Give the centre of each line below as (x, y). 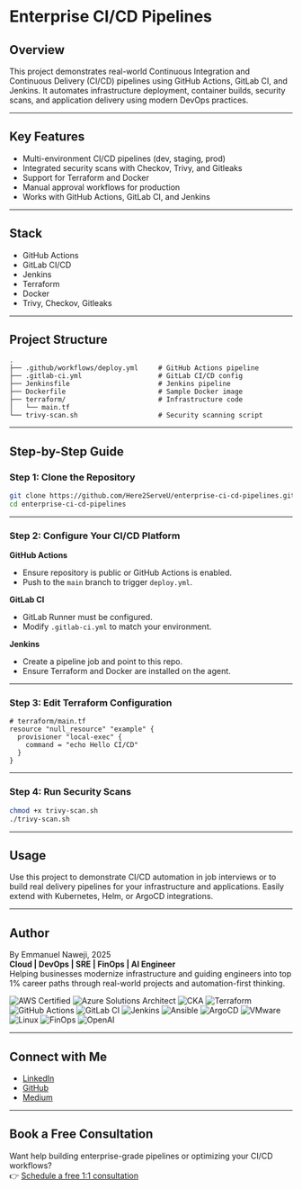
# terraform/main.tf (48, 722)
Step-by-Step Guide (67, 451)
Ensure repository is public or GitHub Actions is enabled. (127, 572)
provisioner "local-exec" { (70, 737)
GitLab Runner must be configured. (87, 617)
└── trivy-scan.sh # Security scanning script (136, 416)
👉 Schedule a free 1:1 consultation (74, 1175)
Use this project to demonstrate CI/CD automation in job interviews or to (143, 877)
